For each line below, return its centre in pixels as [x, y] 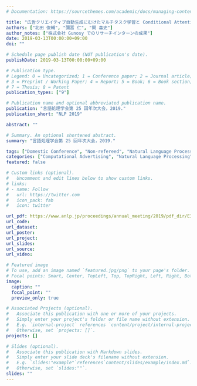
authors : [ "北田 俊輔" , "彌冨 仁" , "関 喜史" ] [60, 28]
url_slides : [21, 244]
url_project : [22, 238]
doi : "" [16, 44]
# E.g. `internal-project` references [56, 325]
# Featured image [27, 265]
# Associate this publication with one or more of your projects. [91, 314]
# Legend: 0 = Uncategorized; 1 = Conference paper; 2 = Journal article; [99, 76]
